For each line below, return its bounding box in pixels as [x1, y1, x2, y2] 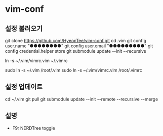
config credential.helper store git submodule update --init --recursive [5, 48, 147, 54]
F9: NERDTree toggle [12, 125, 55, 131]
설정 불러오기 [5, 24, 43, 33]
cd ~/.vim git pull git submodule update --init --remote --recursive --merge [5, 96, 158, 102]
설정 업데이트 [5, 83, 43, 91]
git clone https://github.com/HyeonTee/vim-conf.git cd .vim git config [5, 38, 147, 43]
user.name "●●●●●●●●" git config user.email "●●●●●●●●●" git [5, 43, 153, 49]
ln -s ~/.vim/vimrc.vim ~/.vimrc [5, 58, 68, 64]
